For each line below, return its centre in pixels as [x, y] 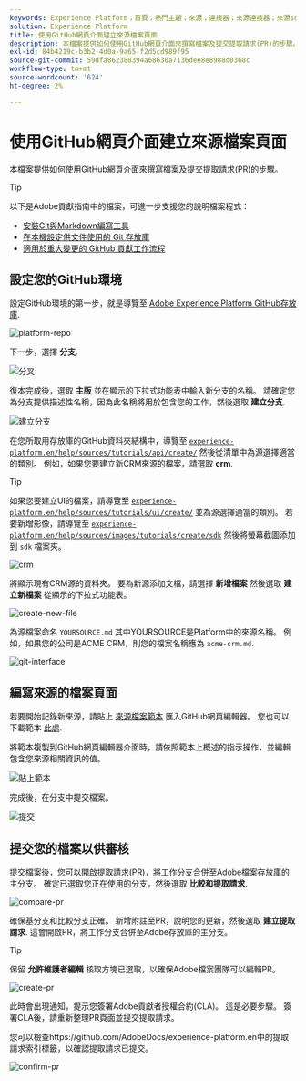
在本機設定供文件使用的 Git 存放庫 [86, 236]
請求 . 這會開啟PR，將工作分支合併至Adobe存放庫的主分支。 [121, 932]
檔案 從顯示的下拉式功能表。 [78, 595]
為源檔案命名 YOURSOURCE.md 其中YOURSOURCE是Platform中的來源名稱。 [146, 632]
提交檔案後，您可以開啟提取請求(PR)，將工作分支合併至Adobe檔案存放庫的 [149, 872]
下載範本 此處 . [36, 728]
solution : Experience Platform [69, 26]
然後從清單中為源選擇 [239, 452]
